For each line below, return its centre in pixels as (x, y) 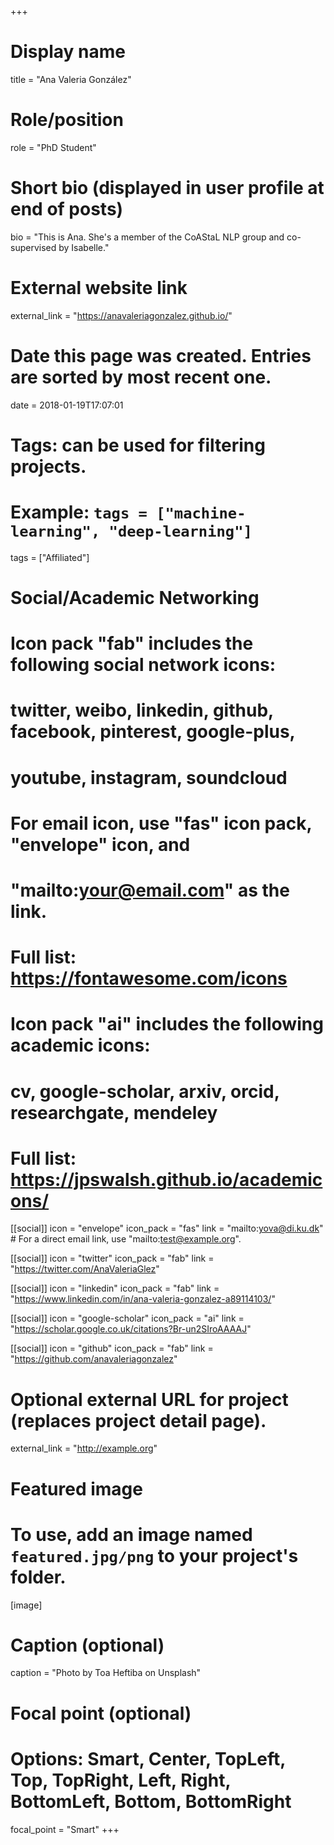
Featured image (76, 1488)
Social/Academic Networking (135, 598)
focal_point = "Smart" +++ (65, 1829)
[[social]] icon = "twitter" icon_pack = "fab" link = (112, 1258)
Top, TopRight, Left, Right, (121, 1780)
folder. (38, 1577)
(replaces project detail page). (138, 1420)
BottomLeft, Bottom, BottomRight (151, 1801)
